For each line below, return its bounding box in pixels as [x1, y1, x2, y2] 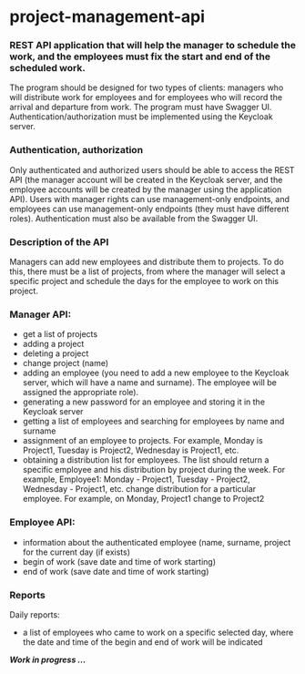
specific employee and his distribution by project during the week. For [22, 465, 286, 475]
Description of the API [9, 235, 109, 248]
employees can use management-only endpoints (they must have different [9, 203, 290, 214]
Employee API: [9, 516, 76, 529]
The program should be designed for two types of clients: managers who [9, 82, 284, 93]
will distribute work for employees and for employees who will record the [9, 92, 283, 103]
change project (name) [22, 358, 109, 369]
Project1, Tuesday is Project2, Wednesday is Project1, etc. [22, 444, 239, 456]
